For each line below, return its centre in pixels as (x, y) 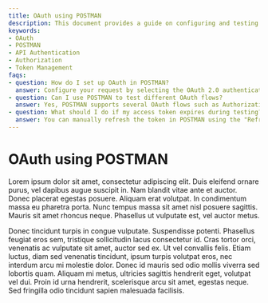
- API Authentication (44, 53)
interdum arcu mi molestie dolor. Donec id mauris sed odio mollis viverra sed (134, 265)
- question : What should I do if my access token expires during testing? (135, 113)
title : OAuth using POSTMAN (55, 16)
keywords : (25, 30)
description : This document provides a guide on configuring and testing (134, 23)
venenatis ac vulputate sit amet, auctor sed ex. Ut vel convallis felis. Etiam (130, 248)
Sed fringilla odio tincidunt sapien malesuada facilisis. (97, 290)
